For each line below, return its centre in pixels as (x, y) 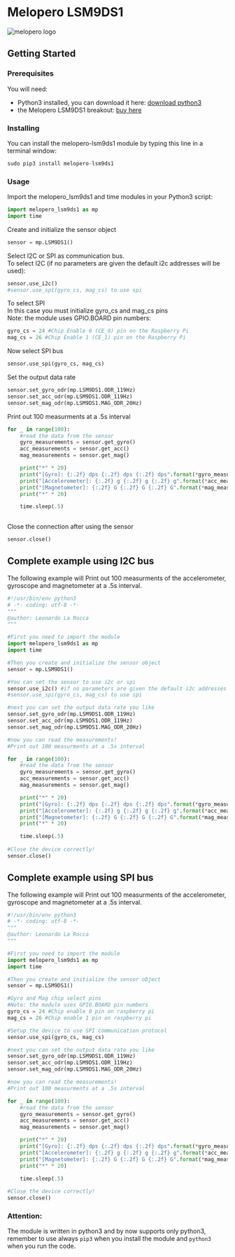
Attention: (25, 1216)
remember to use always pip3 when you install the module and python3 (109, 1239)
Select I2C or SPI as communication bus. (66, 256)
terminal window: (32, 151)
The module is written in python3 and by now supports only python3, (107, 1231)
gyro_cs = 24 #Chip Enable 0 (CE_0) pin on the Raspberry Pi (98, 331)
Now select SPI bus (35, 351)
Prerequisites (30, 74)
